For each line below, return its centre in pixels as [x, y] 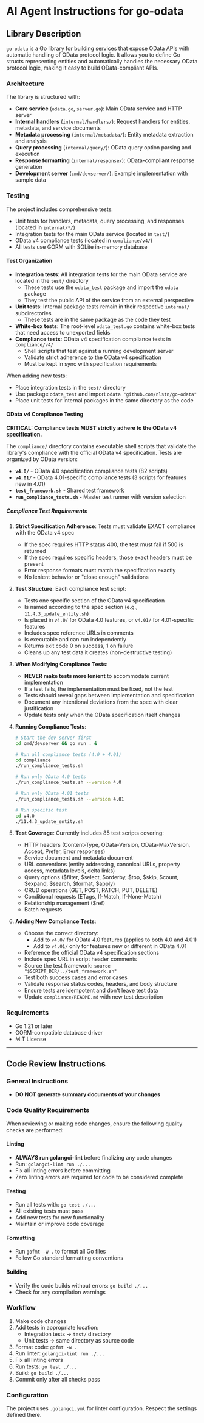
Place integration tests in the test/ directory [70, 387]
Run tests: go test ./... [46, 1366]
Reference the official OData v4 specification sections [92, 953]
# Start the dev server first [53, 738]
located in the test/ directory [52, 280]
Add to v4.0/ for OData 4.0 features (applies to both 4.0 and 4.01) [115, 940]
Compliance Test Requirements [47, 511]
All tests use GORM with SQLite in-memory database [81, 247]
